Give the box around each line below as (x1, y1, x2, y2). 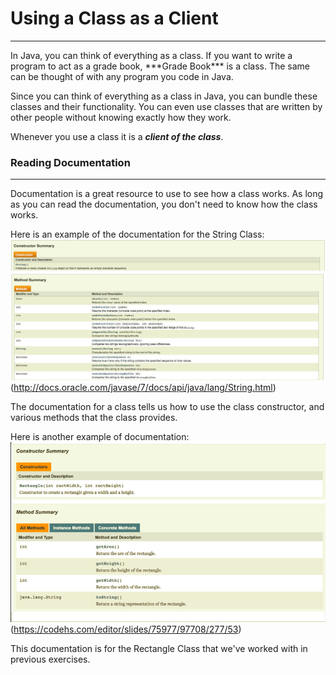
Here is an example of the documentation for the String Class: (10, 228, 265, 241)
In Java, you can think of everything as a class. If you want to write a (10, 49, 293, 61)
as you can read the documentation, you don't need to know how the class (10, 198, 318, 211)
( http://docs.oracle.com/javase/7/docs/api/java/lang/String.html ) (10, 382, 277, 394)
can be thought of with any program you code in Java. (10, 70, 234, 82)
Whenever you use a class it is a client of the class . (10, 130, 224, 142)
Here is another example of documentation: (10, 431, 190, 443)
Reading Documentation (10, 155, 131, 169)
